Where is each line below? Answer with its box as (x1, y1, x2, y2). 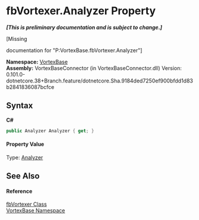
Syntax (6, 101, 33, 111)
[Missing (6, 35, 28, 42)
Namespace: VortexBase (6, 58, 68, 65)
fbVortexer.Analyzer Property (6, 4, 156, 18)
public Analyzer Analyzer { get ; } (6, 127, 94, 134)
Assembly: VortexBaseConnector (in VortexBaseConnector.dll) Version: (6, 64, 182, 72)
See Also (6, 171, 40, 181)
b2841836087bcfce (6, 83, 55, 90)
